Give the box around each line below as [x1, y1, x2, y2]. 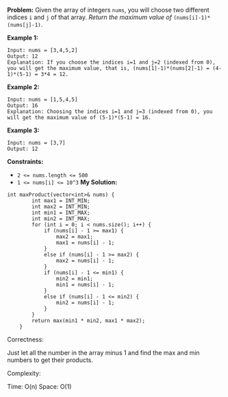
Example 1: [7, 34, 39, 42]
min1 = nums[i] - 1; [55, 281, 115, 288]
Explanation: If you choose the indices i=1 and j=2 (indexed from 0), [7, 59, 216, 66]
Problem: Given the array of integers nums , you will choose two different [7, 6, 210, 14]
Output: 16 [7, 102, 38, 109]
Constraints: [7, 158, 44, 165]
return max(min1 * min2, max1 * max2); [31, 317, 146, 324]
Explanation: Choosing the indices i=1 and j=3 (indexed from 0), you [7, 108, 213, 115]
